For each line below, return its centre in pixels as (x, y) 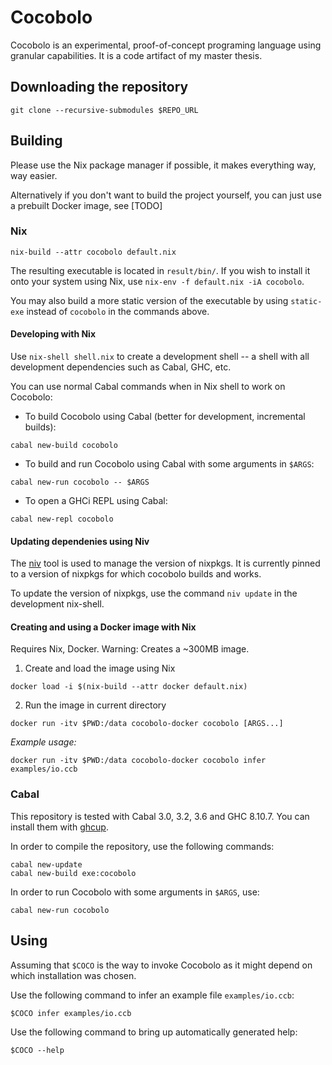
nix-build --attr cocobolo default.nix (93, 252)
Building (36, 141)
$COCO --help (37, 1050)
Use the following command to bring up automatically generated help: (154, 1032)
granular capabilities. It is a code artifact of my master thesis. (136, 55)
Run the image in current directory (95, 705)
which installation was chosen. (73, 975)
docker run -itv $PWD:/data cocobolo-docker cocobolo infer (138, 761)
